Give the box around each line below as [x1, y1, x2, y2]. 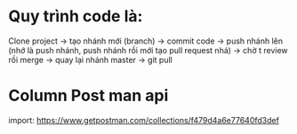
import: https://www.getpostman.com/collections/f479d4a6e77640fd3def [8, 114, 279, 125]
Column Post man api [8, 86, 169, 106]
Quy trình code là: [8, 6, 143, 27]
